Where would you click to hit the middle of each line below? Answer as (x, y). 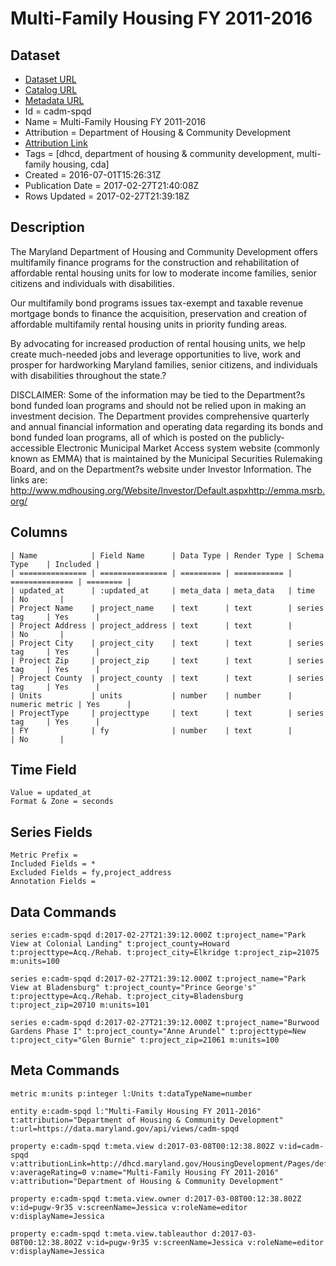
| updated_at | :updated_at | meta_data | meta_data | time (162, 590)
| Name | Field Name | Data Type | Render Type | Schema (167, 555)
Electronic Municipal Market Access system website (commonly (188, 448)
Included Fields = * (53, 864)
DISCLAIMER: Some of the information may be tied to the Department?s (158, 394)
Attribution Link (56, 143)
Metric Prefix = (44, 855)
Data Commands (63, 912)
